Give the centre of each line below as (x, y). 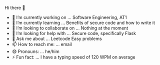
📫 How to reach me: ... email (42, 44)
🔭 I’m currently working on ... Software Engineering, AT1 (69, 17)
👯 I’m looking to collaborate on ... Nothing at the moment (70, 28)
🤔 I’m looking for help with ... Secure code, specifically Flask (74, 33)
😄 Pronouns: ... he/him (35, 51)
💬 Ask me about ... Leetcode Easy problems (57, 38)
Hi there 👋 (15, 8)
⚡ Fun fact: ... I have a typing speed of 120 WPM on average (73, 57)
